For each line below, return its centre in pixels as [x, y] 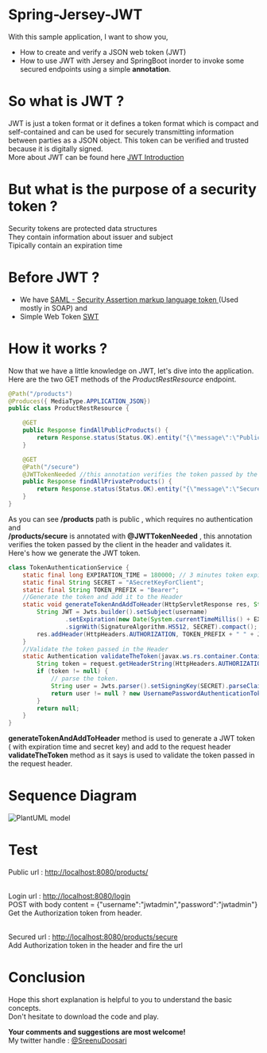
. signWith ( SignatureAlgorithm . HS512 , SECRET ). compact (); [161, 627]
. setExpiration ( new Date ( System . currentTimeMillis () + [157, 620]
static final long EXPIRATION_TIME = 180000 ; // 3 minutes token [133, 575]
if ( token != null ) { [73, 671]
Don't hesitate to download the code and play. [83, 1016]
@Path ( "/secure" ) [51, 467]
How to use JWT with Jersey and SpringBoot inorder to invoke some [132, 61]
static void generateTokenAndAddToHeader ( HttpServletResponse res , [136, 605]
